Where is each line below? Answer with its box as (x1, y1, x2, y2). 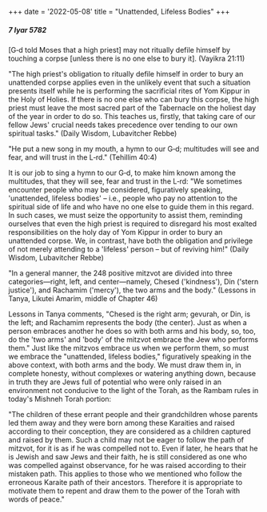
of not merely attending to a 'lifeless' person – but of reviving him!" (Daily (8, 244, 249, 254)
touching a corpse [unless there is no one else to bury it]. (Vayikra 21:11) (8, 54, 245, 63)
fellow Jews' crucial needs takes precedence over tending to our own (8, 120, 238, 129)
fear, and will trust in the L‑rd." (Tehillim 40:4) (8, 152, 157, 162)
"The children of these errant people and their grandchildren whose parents (8, 409, 258, 419)
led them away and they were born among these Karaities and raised (8, 418, 235, 427)
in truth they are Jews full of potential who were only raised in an (8, 377, 222, 387)
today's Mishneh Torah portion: (8, 394, 112, 403)
